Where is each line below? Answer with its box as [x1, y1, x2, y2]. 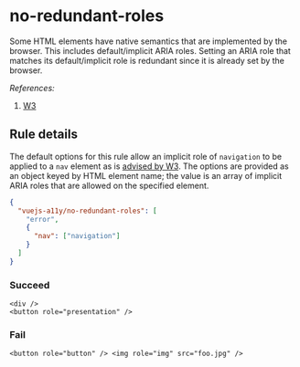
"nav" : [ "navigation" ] [33, 232, 121, 241]
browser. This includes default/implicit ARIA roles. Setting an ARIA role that [9, 45, 291, 56]
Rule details [9, 127, 78, 142]
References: [9, 82, 55, 93]
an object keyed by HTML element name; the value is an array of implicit [9, 170, 283, 181]
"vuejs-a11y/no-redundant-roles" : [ [17, 206, 157, 215]
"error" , [26, 215, 59, 224]
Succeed [9, 278, 50, 291]
